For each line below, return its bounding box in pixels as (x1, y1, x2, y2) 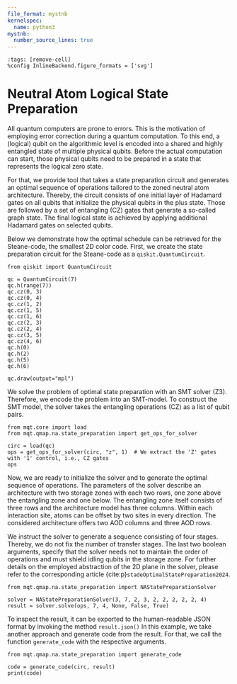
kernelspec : (7, 17, 42, 24)
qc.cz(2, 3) (7, 320, 42, 327)
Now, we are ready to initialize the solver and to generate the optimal (7, 473, 207, 482)
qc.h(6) (7, 363, 30, 370)
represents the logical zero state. (7, 162, 104, 171)
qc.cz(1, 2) (7, 301, 42, 308)
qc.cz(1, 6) (7, 313, 42, 320)
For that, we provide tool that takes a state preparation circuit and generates (7, 176, 229, 184)
